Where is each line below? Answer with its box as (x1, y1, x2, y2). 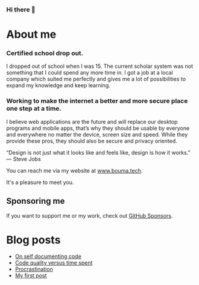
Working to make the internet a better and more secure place (6, 97, 188, 105)
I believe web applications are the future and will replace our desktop (6, 118, 178, 125)
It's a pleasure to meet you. (6, 179, 74, 186)
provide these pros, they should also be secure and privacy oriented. (6, 137, 177, 144)
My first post (14, 272, 47, 279)
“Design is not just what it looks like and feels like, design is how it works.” (6, 149, 191, 156)
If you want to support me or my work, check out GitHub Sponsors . (6, 212, 173, 219)
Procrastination (14, 266, 53, 273)
